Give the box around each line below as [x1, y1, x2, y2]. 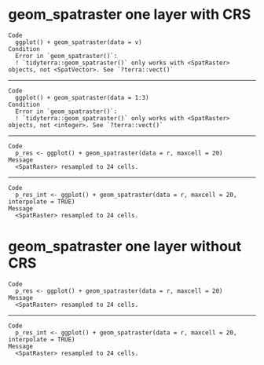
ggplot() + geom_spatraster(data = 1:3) [15, 93, 149, 101]
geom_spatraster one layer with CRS [8, 5, 251, 24]
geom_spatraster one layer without [8, 238, 242, 256]
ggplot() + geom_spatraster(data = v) [15, 38, 143, 46]
